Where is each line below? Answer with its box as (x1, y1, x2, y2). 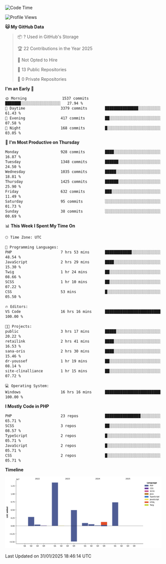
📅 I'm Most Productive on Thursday (5, 139, 80, 145)
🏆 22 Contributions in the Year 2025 (17, 46, 93, 51)
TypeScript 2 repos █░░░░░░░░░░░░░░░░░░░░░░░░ (5, 433, 161, 438)
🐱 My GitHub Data (5, 24, 45, 30)
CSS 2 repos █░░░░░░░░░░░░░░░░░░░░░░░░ (5, 453, 161, 458)
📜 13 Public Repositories (17, 67, 67, 72)
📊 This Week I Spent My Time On (5, 223, 75, 229)
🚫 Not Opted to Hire (17, 57, 58, 63)
